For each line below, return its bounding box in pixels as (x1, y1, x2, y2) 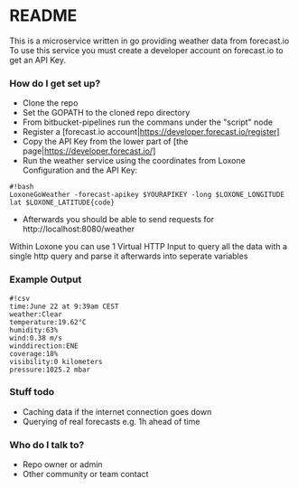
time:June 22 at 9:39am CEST (9, 302, 119, 311)
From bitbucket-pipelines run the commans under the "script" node (22, 117, 274, 127)
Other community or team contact (22, 469, 149, 480)
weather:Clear (9, 309, 63, 319)
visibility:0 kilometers (9, 357, 103, 366)
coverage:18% (9, 349, 59, 358)
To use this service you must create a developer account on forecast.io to (9, 44, 284, 55)
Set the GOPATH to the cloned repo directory (22, 108, 191, 118)
